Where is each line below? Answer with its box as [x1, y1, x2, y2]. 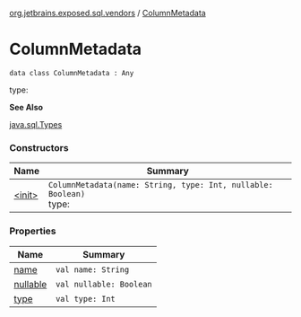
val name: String [55, 264, 130, 275]
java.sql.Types [9, 119, 63, 129]
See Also [9, 101, 43, 112]
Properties [9, 225, 56, 237]
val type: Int [55, 294, 116, 304]
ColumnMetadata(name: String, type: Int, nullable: [47, 180, 273, 190]
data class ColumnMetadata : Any [9, 68, 134, 77]
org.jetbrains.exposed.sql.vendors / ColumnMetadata [9, 8, 206, 18]
